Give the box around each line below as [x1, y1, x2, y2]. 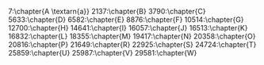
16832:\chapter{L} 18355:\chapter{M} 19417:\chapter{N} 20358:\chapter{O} [8, 31, 256, 41]
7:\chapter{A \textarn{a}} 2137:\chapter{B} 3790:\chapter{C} [8, 7, 206, 16]
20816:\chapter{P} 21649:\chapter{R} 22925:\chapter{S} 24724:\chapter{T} [8, 40, 257, 49]
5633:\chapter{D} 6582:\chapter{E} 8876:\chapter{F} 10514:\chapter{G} [8, 15, 244, 24]
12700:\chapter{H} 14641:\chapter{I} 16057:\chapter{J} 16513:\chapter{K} [8, 23, 248, 32]
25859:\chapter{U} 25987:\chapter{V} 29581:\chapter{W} [8, 49, 197, 57]
